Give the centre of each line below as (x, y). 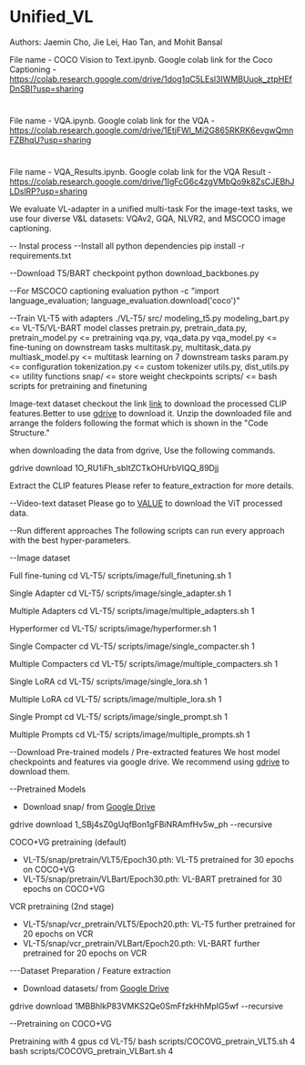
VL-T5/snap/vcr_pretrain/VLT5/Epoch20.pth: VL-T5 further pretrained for (159, 924)
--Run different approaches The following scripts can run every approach (147, 531)
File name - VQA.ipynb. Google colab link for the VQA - (112, 121)
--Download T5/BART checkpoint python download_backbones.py (134, 273)
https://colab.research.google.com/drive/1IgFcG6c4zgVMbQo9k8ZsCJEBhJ (152, 182)
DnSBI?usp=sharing (47, 88)
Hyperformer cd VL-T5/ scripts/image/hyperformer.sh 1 (113, 629)
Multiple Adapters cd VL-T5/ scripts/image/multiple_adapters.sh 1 (132, 611)
